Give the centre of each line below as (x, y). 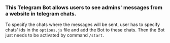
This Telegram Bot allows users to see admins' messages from (84, 7)
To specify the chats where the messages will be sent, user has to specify (83, 24)
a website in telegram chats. (41, 13)
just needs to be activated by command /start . (55, 35)
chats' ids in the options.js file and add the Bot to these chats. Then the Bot (85, 30)
